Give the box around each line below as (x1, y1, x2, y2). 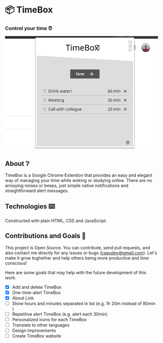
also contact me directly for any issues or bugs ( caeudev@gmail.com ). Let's (5, 250, 158, 256)
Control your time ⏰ (5, 25, 52, 32)
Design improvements (12, 327, 56, 333)
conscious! (5, 260, 27, 266)
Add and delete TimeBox (12, 284, 62, 290)
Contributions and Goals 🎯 (5, 232, 86, 240)
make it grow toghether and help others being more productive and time (5, 255, 149, 261)
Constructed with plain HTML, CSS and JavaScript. (5, 217, 107, 224)
